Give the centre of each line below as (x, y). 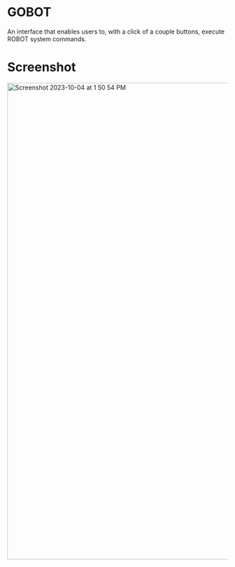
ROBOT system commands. (47, 38)
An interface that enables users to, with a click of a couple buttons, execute (116, 31)
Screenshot (42, 67)
